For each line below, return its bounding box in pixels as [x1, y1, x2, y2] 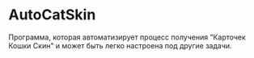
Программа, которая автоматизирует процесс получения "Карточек [8, 32, 247, 42]
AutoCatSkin [8, 6, 96, 24]
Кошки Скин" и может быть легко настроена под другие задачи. [8, 40, 232, 50]
